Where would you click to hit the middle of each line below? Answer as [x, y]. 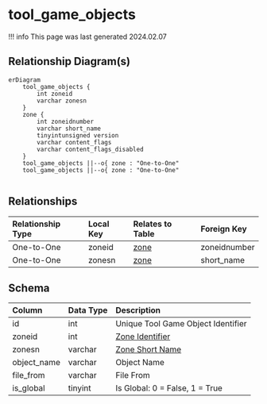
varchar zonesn [62, 101]
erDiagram [25, 80]
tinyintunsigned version [78, 135]
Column [27, 310]
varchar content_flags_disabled [91, 149]
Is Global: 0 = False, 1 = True [168, 388]
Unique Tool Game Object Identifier [181, 324]
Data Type [88, 310]
